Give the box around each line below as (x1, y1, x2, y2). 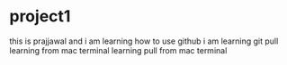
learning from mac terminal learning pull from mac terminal (9, 45, 228, 55)
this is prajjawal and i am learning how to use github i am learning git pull (9, 36, 279, 46)
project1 (9, 6, 71, 27)
